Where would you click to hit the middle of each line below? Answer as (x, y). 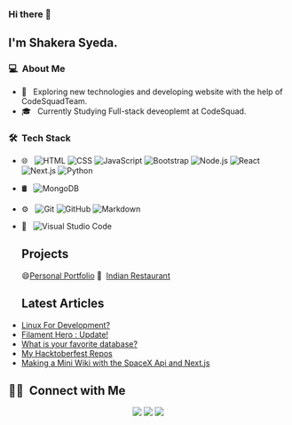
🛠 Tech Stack (40, 138)
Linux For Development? (66, 325)
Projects (45, 254)
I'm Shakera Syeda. (63, 43)
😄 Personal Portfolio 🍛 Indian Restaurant (95, 276)
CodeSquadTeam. (54, 100)
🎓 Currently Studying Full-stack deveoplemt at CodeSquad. (134, 111)
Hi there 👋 (30, 14)
